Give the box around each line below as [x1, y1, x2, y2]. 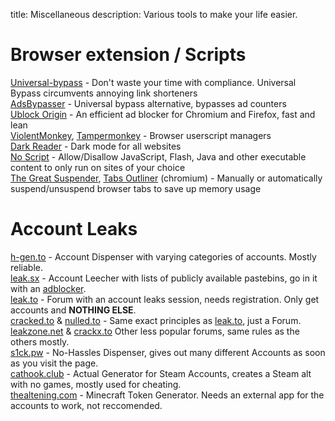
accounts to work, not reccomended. [10, 399, 163, 411]
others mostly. [10, 335, 70, 348]
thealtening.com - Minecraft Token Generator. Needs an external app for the [10, 389, 325, 401]
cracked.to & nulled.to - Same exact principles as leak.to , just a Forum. [10, 314, 302, 326]
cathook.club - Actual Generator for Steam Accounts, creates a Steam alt [10, 367, 312, 379]
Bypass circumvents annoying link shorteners [10, 87, 198, 99]
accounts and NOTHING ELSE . [10, 304, 137, 316]
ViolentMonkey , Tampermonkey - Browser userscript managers [10, 129, 272, 141]
